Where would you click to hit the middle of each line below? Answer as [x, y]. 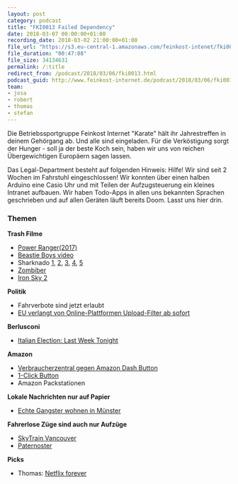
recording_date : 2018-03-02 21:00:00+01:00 [73, 41]
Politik [17, 291]
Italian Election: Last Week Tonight [68, 340]
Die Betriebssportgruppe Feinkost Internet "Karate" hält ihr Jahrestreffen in [117, 133]
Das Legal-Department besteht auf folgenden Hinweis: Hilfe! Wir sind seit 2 [117, 170]
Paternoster [35, 446]
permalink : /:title [36, 67]
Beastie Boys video [46, 255]
